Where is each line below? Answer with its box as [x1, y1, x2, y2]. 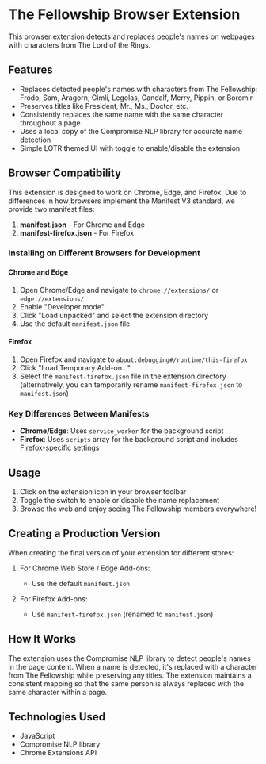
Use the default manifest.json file [19, 319, 131, 328]
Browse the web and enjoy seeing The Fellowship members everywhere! [19, 504, 257, 513]
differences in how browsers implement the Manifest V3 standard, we [8, 196, 236, 205]
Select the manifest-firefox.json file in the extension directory [19, 371, 227, 381]
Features [8, 63, 53, 77]
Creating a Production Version [8, 527, 161, 540]
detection [19, 135, 51, 144]
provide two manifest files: [8, 204, 95, 213]
